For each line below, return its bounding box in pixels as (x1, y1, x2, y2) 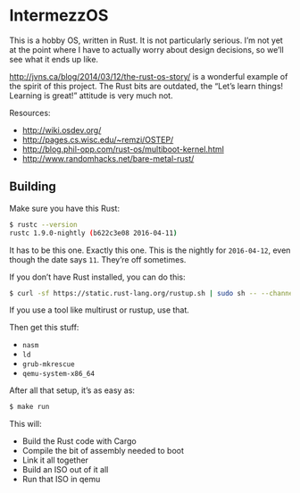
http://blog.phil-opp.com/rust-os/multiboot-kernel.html (21, 144, 225, 155)
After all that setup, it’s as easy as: (9, 385, 136, 396)
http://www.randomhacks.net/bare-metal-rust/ (21, 153, 195, 163)
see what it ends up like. (9, 54, 99, 64)
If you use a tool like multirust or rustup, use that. (9, 305, 190, 315)
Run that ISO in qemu (21, 474, 101, 485)
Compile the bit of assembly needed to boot (21, 446, 185, 456)
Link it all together (21, 455, 89, 465)
